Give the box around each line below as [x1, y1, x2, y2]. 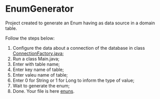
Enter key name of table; [12, 67, 65, 73]
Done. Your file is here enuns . [12, 88, 75, 94]
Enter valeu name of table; [12, 72, 68, 78]
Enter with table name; [12, 61, 60, 67]
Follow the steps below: [5, 35, 55, 41]
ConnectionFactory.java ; [12, 50, 65, 56]
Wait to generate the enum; [12, 82, 70, 89]
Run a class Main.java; [12, 55, 60, 61]
